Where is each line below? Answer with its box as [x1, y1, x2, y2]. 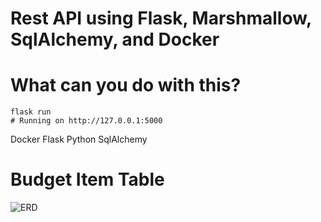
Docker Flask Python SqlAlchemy [10, 133, 148, 146]
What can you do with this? [10, 74, 242, 97]
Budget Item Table [10, 168, 165, 191]
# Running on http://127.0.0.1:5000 [10, 116, 163, 126]
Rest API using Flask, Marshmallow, [10, 7, 312, 30]
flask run [10, 107, 52, 117]
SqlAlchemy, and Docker [10, 28, 220, 51]
